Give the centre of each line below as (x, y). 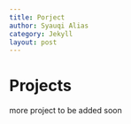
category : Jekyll (41, 34)
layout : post (33, 42)
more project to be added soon (65, 111)
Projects (41, 86)
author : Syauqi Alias (49, 26)
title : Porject (37, 17)
